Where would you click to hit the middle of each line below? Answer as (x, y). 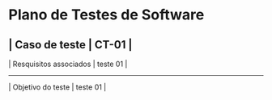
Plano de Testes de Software (106, 15)
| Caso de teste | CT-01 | (70, 45)
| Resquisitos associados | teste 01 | (68, 64)
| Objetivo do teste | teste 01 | (57, 87)
